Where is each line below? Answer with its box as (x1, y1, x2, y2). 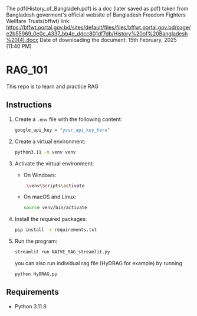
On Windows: (23, 171, 57, 178)
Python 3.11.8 (14, 302, 47, 310)
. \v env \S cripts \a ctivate (23, 183, 85, 188)
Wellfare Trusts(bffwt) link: (6, 18, 71, 24)
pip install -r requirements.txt (14, 227, 97, 233)
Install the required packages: (14, 216, 87, 223)
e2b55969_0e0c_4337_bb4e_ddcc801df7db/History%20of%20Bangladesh (6, 30, 188, 37)
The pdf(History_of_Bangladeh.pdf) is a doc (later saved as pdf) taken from (6, 5, 189, 12)
